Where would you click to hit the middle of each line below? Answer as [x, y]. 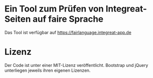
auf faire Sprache [68, 19]
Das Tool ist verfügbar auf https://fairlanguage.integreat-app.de [68, 32]
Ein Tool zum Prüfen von [54, 9]
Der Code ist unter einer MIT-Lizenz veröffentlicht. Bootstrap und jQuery [76, 65]
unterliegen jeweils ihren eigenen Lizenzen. [48, 70]
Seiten [18, 19]
